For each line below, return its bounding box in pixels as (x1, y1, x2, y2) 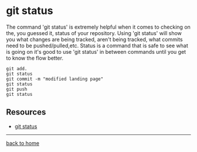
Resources (6, 107, 46, 118)
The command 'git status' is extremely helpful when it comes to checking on (6, 23, 191, 30)
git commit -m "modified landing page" (6, 76, 104, 82)
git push (6, 86, 28, 92)
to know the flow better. (6, 54, 63, 61)
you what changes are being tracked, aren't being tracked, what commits (6, 36, 183, 43)
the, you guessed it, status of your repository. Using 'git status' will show (6, 29, 182, 36)
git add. (6, 65, 28, 71)
